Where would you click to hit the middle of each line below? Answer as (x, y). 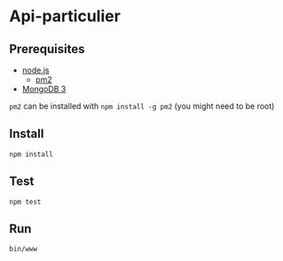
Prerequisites (47, 49)
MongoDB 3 (44, 89)
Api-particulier (65, 16)
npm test (25, 202)
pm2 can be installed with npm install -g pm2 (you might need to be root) (142, 106)
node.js (36, 70)
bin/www (24, 249)
